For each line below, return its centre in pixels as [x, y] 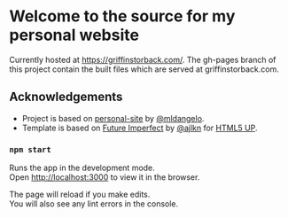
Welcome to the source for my [122, 16]
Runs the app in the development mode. [82, 168]
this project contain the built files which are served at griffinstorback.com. [144, 69]
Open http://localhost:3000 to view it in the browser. [105, 177]
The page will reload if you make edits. [80, 195]
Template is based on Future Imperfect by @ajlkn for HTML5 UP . [140, 128]
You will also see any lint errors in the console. [94, 204]
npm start [30, 149]
